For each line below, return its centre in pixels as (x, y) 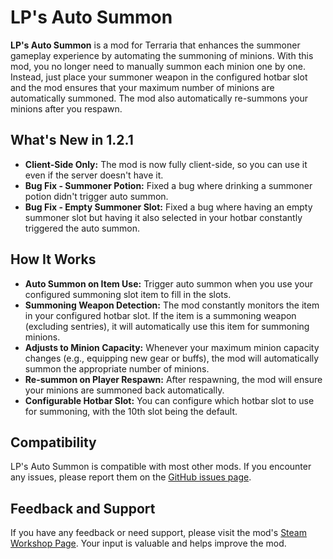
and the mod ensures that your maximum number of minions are (142, 87)
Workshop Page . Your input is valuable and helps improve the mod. (148, 543)
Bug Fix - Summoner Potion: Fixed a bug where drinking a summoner (168, 185)
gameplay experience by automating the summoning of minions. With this (162, 55)
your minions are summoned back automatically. (124, 390)
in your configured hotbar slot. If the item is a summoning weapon (160, 315)
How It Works (53, 259)
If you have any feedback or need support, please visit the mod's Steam (158, 533)
